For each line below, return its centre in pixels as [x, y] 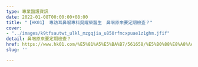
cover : [14, 28]
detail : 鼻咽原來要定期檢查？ [39, 39]
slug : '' [17, 50]
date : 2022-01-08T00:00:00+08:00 [47, 17]
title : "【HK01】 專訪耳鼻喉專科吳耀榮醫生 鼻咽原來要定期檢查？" [80, 22]
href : [13, 45]
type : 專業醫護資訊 [27, 11]
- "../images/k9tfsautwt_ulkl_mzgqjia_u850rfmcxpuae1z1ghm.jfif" [88, 33]
